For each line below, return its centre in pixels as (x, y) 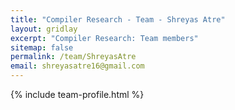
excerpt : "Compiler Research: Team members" (104, 38)
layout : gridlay (44, 29)
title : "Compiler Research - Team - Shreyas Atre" (118, 19)
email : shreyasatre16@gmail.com (77, 66)
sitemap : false (42, 47)
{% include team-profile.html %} (77, 94)
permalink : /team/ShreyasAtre (73, 57)
